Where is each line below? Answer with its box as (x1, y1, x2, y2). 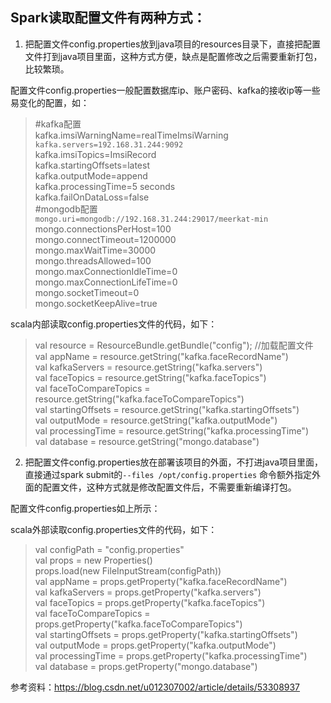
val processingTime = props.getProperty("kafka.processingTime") (34, 649, 308, 662)
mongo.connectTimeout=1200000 (34, 233, 177, 245)
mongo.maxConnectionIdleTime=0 (34, 265, 178, 277)
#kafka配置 (34, 118, 82, 130)
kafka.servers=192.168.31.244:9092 (34, 139, 184, 150)
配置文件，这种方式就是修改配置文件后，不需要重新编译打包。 (42, 481, 297, 493)
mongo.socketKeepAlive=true (34, 297, 158, 309)
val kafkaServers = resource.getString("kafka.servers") (34, 361, 263, 373)
